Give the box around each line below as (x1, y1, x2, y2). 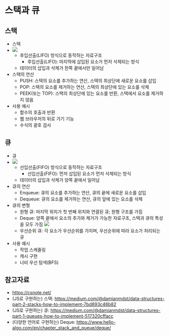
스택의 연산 (12, 72, 35, 77)
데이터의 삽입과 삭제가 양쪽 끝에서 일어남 (19, 177, 100, 183)
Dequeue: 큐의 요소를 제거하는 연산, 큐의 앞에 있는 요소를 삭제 (19, 196, 143, 202)
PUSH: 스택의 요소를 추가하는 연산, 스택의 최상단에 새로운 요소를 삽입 (19, 78, 157, 84)
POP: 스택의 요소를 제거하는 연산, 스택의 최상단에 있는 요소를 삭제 (19, 84, 149, 90)
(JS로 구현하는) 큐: (12, 307, 50, 313)
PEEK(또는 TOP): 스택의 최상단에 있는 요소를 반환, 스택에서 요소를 (19, 90, 150, 96)
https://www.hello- (76, 319, 116, 325)
